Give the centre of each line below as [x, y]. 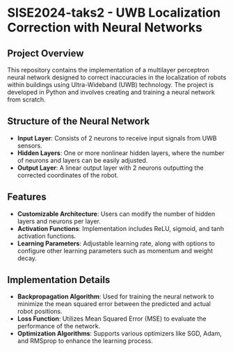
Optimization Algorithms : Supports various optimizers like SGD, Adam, [120, 334]
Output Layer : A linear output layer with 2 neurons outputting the [110, 168]
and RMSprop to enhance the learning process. [85, 341]
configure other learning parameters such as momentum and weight [115, 250]
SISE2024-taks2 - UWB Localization [114, 13]
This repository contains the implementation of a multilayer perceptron [109, 70]
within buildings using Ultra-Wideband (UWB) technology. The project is [111, 85]
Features [27, 197]
